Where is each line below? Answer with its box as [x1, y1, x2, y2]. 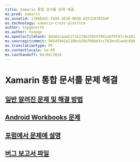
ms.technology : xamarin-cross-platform [5, 20, 86, 26]
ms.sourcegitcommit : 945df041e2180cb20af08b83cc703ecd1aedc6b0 [5, 39, 136, 44]
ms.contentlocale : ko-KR [5, 48, 55, 52]
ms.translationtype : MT [5, 43, 53, 48]
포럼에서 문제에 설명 [5, 131, 61, 140]
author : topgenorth [5, 25, 45, 30]
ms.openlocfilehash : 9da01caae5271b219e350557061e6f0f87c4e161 [5, 34, 136, 39]
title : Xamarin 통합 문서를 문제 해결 [5, 7, 74, 12]
